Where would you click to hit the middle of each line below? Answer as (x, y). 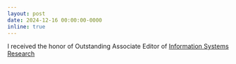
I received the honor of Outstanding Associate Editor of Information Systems (118, 47)
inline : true (26, 26)
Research (21, 54)
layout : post (26, 14)
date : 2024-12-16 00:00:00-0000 (55, 20)
